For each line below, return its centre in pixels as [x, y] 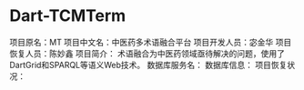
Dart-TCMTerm [68, 16]
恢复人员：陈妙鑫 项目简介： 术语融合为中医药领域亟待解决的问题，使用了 [147, 53]
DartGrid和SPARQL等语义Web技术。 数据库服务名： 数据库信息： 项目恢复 [148, 65]
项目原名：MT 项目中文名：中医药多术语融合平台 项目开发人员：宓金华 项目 [151, 42]
